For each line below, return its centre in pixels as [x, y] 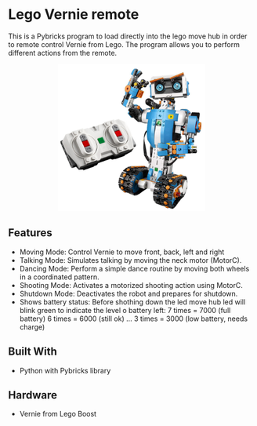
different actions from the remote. [63, 53]
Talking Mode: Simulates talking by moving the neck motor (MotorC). [130, 260]
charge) [32, 326]
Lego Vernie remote [74, 15]
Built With [33, 352]
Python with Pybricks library [65, 370]
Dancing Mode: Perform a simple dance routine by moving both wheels [134, 268]
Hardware [33, 395]
